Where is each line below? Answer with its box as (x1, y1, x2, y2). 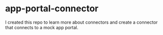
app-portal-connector (5, 3, 99, 14)
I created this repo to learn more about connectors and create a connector (5, 19, 158, 25)
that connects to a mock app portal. (5, 24, 79, 30)
